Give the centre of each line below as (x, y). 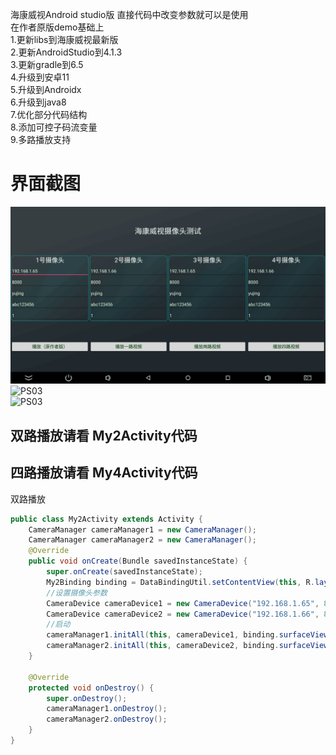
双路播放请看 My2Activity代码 (104, 435)
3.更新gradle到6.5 (47, 64)
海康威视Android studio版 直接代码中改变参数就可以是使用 (129, 14)
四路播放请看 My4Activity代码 (104, 473)
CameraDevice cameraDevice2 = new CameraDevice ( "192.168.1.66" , (183, 614)
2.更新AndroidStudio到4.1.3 (66, 52)
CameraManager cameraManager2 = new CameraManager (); (142, 540)
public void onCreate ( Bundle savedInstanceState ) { (138, 561)
